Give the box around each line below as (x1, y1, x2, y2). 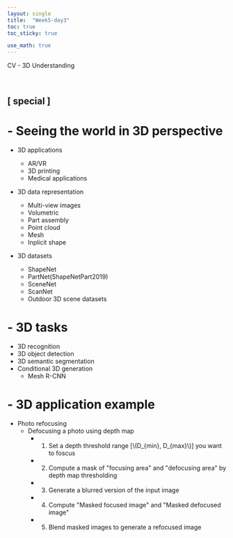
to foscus (48, 449, 76, 457)
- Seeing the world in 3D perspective (7, 123, 223, 139)
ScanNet (27, 287, 54, 296)
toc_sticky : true (7, 29, 58, 37)
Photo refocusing (17, 420, 67, 428)
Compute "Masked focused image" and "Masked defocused (48, 501, 221, 509)
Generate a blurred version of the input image (48, 486, 179, 495)
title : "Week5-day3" (7, 17, 70, 24)
